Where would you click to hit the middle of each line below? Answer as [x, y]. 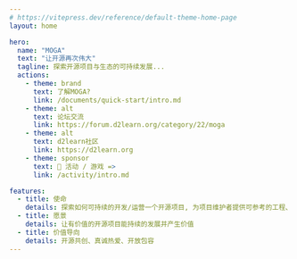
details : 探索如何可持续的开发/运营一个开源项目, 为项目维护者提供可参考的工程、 [159, 208]
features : [28, 191]
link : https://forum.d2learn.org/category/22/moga [129, 125]
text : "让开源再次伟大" [57, 59]
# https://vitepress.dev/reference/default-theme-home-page [124, 17]
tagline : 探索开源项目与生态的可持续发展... [91, 67]
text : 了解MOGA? [62, 92]
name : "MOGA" [41, 50]
